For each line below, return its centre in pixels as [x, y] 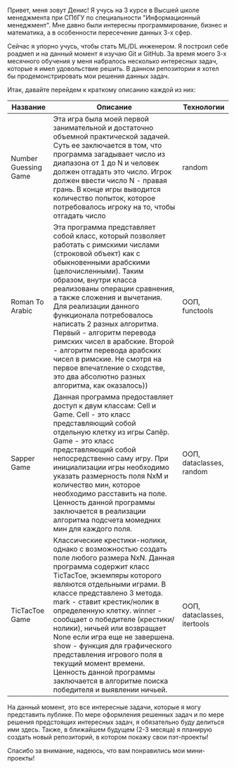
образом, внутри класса [95, 280]
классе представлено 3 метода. [108, 593]
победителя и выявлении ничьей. [110, 690]
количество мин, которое [97, 485]
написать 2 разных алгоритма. [106, 324]
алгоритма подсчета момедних [107, 520]
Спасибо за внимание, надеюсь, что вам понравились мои [96, 751]
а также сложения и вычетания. [108, 297]
